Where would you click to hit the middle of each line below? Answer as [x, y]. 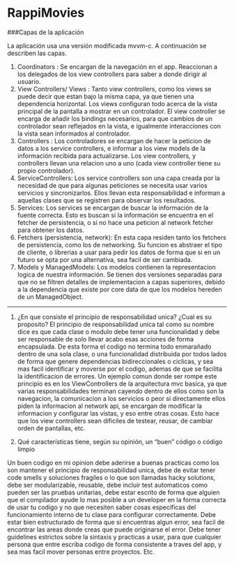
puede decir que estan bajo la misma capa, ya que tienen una [106, 96]
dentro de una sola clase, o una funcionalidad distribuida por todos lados [122, 353]
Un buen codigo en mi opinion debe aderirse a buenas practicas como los [113, 462]
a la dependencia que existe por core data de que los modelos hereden [119, 289]
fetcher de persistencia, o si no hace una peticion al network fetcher [115, 222]
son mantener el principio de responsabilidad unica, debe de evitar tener [111, 470]
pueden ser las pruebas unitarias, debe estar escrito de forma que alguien [114, 492]
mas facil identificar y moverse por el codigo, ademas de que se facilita [120, 369]
